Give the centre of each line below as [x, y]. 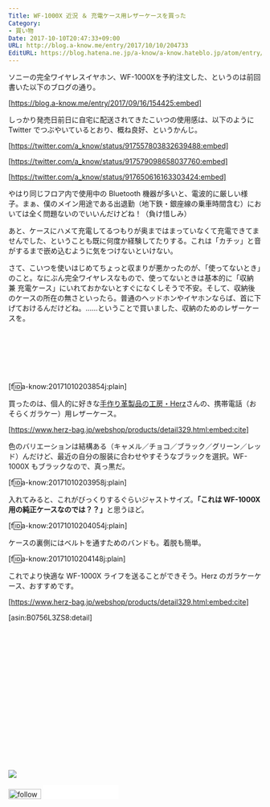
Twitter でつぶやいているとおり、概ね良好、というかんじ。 [105, 130]
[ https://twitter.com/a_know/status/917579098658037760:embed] [118, 161]
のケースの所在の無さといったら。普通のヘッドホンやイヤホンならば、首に [131, 298]
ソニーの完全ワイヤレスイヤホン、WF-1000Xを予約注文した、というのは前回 [135, 77]
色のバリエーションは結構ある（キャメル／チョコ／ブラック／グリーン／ [128, 446]
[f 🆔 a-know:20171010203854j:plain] [67, 386]
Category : [25, 23]
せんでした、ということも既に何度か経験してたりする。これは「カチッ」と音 [135, 241]
